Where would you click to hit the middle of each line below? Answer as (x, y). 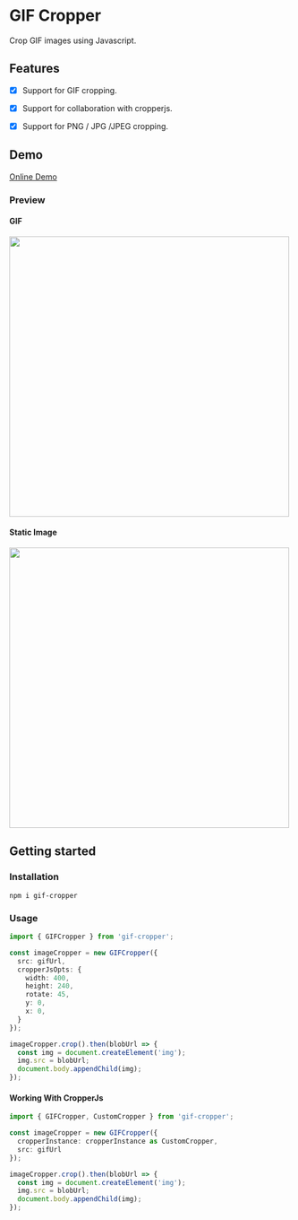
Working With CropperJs (56, 1098)
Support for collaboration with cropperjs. (97, 108)
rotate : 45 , (47, 995)
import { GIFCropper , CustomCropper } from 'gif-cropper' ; (122, 1117)
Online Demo (34, 177)
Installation (34, 877)
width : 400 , (47, 978)
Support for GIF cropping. (70, 90)
